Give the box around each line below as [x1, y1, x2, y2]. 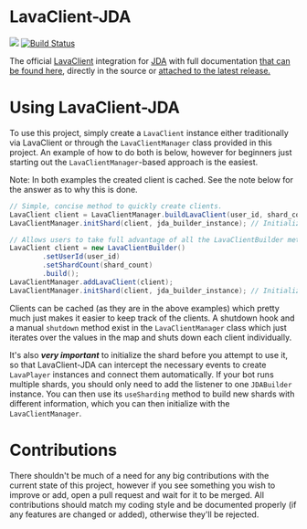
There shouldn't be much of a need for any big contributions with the [9, 470, 270, 481]
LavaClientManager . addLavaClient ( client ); [9, 277, 174, 287]
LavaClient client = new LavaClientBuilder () [9, 244, 185, 253]
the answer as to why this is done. [9, 184, 139, 195]
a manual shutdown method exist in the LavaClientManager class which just [9, 322, 288, 333]
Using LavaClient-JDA [9, 98, 180, 118]
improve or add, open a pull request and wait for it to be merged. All [9, 489, 265, 500]
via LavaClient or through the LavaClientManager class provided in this [9, 137, 272, 148]
